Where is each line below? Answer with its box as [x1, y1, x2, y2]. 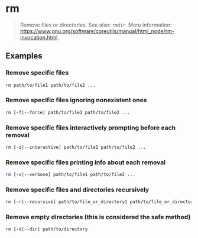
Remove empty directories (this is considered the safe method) [5, 213, 191, 221]
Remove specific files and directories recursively [5, 185, 150, 194]
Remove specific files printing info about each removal [5, 158, 166, 167]
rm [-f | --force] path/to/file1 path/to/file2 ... [5, 109, 131, 115]
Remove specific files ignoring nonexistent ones [5, 96, 147, 105]
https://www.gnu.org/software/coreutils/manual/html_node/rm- [20, 27, 175, 34]
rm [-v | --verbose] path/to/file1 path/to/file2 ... [5, 172, 135, 178]
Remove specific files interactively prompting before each [5, 123, 176, 132]
